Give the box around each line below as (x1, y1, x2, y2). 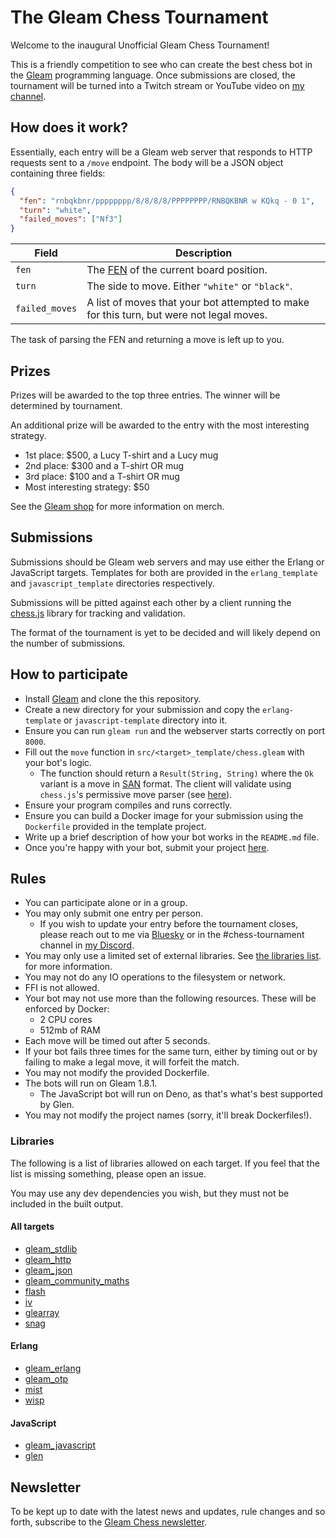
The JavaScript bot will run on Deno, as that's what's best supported (39, 1088, 323, 1100)
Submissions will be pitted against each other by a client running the (10, 596, 292, 608)
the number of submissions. (10, 637, 126, 649)
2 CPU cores (39, 1014, 93, 1026)
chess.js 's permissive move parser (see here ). (39, 788, 233, 800)
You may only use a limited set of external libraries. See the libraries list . (24, 950, 322, 962)
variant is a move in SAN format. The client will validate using (39, 777, 292, 790)
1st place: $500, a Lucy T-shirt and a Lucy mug (24, 449, 219, 461)
